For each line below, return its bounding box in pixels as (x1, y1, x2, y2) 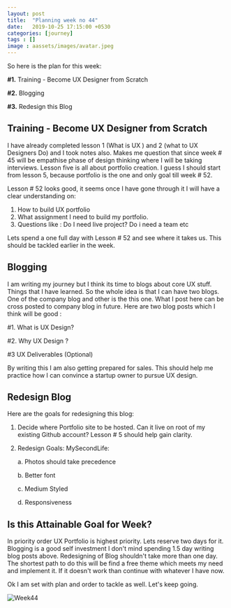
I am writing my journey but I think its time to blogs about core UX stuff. (7, 280, 212, 288)
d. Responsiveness (17, 498, 72, 507)
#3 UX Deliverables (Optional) (7, 350, 94, 358)
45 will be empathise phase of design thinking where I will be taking (7, 156, 202, 164)
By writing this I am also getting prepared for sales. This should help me (7, 364, 214, 372)
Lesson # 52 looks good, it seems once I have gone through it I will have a (7, 184, 220, 193)
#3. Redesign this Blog (7, 103, 73, 110)
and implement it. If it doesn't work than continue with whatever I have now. (7, 567, 225, 575)
